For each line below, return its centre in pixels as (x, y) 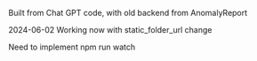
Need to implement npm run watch (72, 47)
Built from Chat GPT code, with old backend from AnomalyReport (128, 13)
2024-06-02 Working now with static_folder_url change (110, 30)
